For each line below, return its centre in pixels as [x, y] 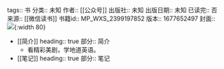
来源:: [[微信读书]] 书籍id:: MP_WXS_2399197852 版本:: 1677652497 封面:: [111, 18]
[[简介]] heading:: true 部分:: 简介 [63, 41]
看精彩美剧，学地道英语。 [63, 50]
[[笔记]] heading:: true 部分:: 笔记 [63, 58]
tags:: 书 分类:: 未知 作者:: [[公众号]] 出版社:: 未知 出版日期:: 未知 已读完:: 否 [112, 10]
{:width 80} [30, 27]
